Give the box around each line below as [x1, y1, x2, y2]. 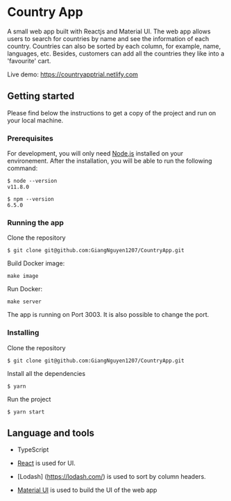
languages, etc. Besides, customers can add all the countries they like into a [7, 49, 225, 58]
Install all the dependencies [7, 369, 85, 377]
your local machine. [7, 116, 64, 124]
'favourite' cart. [7, 56, 51, 65]
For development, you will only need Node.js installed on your [7, 149, 184, 158]
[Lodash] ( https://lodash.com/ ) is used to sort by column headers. [17, 473, 206, 481]
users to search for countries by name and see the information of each [7, 34, 209, 42]
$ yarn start [7, 408, 45, 416]
